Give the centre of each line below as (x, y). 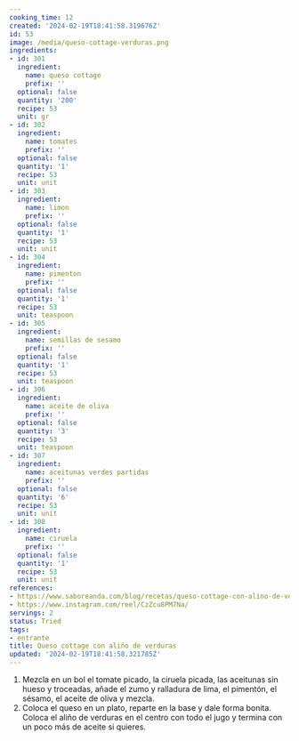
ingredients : (33, 51)
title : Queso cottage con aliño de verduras (93, 646)
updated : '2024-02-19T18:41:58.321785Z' (85, 655)
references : (31, 588)
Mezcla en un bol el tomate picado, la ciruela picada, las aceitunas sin (150, 680)
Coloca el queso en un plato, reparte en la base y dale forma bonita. (146, 708)
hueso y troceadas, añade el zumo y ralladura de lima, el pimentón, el (149, 689)
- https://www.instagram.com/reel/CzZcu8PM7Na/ (99, 605)
